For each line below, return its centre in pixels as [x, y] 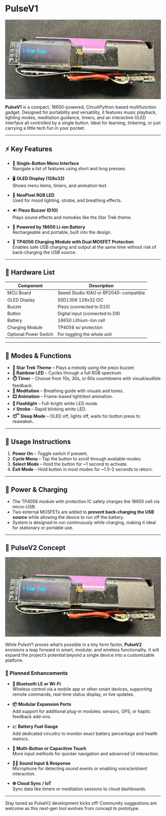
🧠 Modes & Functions [38, 356]
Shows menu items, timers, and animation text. [60, 185]
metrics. [21, 739]
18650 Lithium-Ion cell [81, 320]
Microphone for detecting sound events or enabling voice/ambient [80, 769]
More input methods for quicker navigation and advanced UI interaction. [86, 754]
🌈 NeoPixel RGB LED [33, 195]
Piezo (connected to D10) [84, 307]
